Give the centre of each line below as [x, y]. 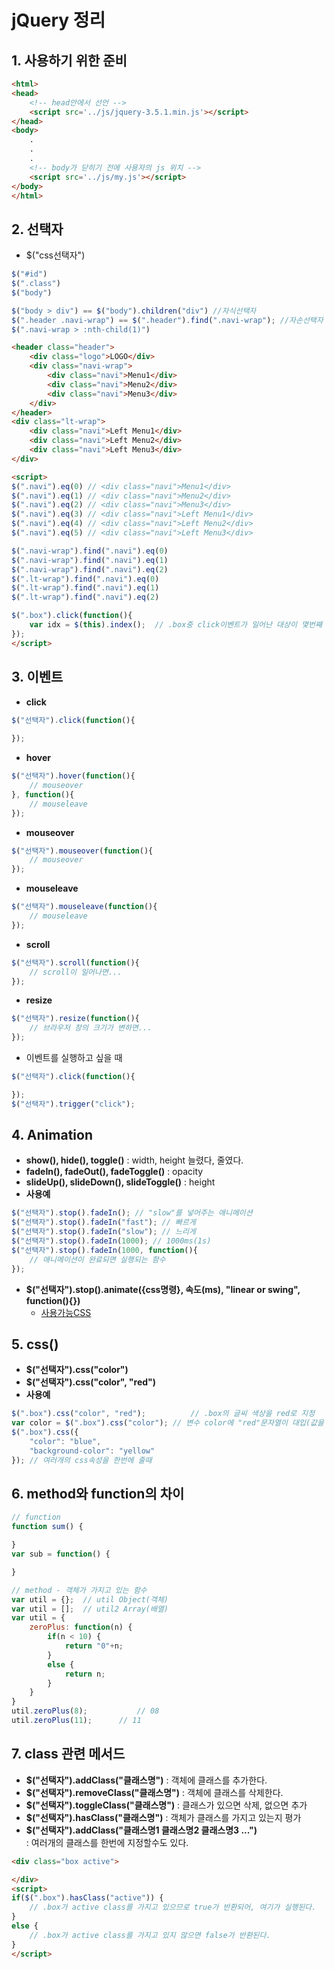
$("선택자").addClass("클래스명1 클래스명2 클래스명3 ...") [141, 1830]
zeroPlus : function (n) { [81, 1627]
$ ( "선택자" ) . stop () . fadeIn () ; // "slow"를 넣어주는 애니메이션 [132, 1213]
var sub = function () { [61, 1554]
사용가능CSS [66, 1312]
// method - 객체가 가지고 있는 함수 [79, 1590]
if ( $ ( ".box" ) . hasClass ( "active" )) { [87, 1898]
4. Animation [52, 1135]
